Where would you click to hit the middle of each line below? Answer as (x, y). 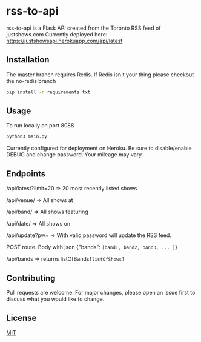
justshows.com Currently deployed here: (57, 34)
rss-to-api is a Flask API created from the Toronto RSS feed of (84, 28)
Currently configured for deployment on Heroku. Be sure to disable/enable (99, 148)
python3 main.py (27, 137)
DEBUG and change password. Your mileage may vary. (75, 155)
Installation (28, 60)
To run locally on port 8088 (40, 126)
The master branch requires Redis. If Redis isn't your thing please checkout (100, 75)
